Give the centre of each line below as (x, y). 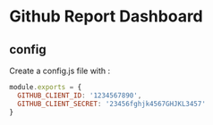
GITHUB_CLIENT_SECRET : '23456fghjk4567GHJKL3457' (111, 104)
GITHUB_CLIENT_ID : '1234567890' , (80, 96)
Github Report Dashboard (106, 17)
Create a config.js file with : (60, 71)
